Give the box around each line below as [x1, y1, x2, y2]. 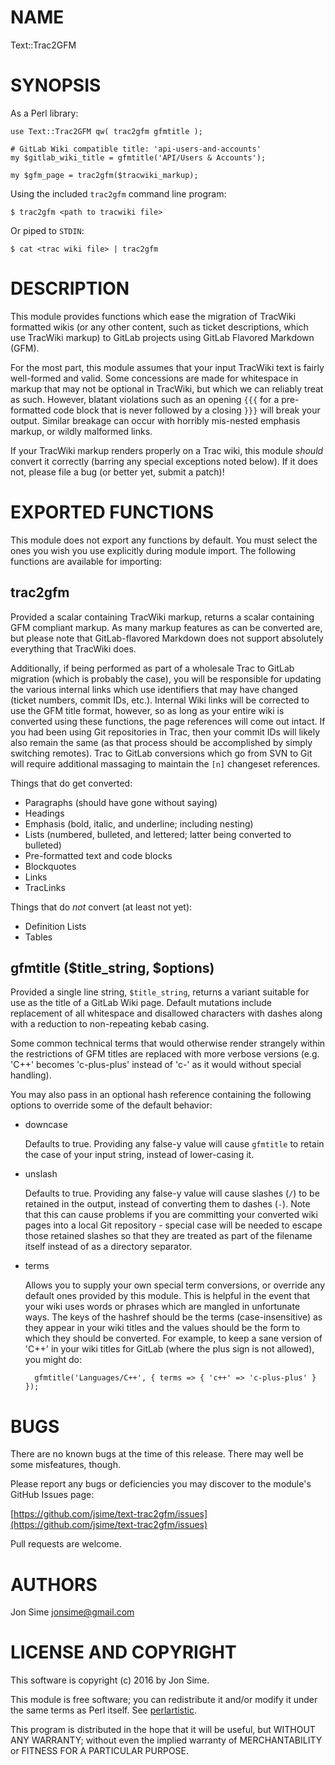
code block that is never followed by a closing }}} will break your [53, 404, 321, 416]
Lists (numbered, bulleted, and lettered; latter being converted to [24, 828, 292, 840]
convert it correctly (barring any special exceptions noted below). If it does [10, 455, 319, 467]
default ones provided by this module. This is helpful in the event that [24, 1290, 311, 1302]
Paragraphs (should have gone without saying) [24, 796, 218, 808]
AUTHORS [10, 1573, 98, 1596]
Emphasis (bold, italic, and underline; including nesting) [24, 817, 254, 830]
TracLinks [24, 881, 66, 893]
